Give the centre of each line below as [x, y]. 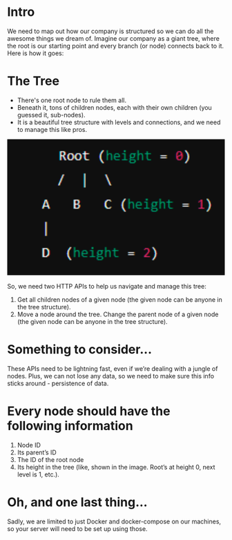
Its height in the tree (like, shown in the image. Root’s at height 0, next [116, 467]
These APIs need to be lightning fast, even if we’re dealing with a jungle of [113, 368]
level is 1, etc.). [38, 474]
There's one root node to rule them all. [71, 100]
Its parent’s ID [37, 452]
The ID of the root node [50, 459]
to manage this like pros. [52, 129]
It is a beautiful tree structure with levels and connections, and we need [119, 122]
